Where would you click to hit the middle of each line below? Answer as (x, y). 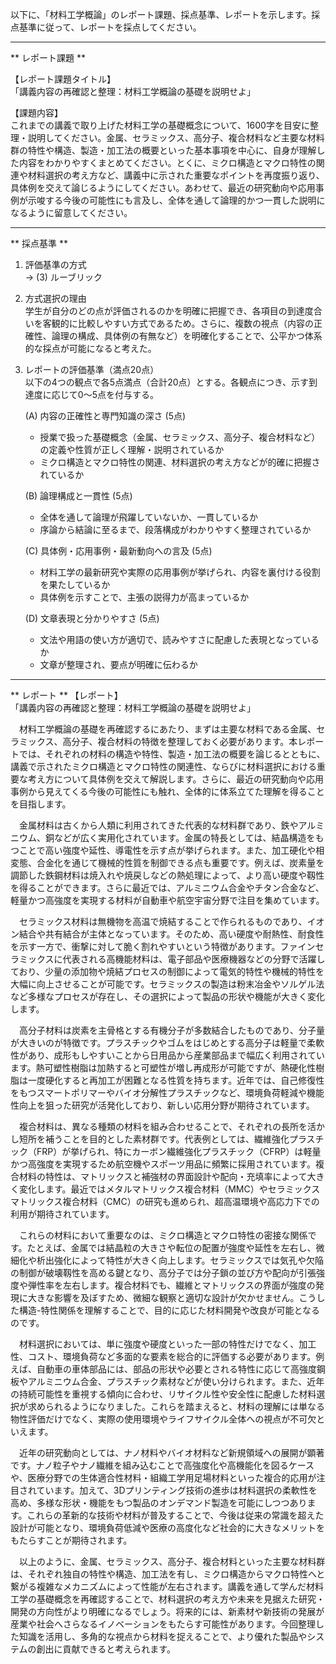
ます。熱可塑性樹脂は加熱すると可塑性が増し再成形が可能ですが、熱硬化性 (163, 1067)
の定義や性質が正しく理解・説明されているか (132, 449)
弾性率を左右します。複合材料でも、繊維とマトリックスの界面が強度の (171, 1285)
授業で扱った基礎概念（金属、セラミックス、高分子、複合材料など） (180, 437)
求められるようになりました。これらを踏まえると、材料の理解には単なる (176, 1406)
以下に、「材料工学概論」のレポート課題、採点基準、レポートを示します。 (161, 14)
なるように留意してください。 (71, 212)
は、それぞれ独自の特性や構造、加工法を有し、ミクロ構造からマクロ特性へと (168, 1574)
